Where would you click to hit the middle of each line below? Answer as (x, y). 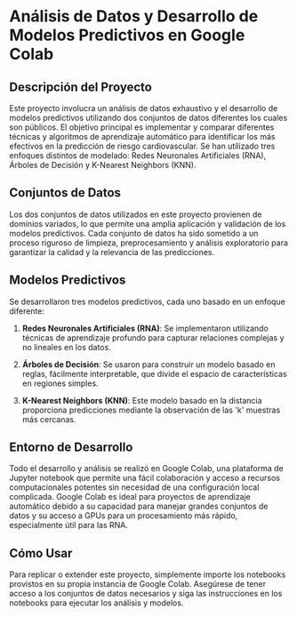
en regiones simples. (60, 383)
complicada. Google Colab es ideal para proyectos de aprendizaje (130, 497)
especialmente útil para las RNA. (69, 525)
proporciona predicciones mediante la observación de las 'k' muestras (151, 410)
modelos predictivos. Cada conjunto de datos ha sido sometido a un (134, 233)
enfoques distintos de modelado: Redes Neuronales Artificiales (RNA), (138, 156)
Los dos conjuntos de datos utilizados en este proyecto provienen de (136, 214)
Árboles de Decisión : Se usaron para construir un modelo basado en (148, 364)
